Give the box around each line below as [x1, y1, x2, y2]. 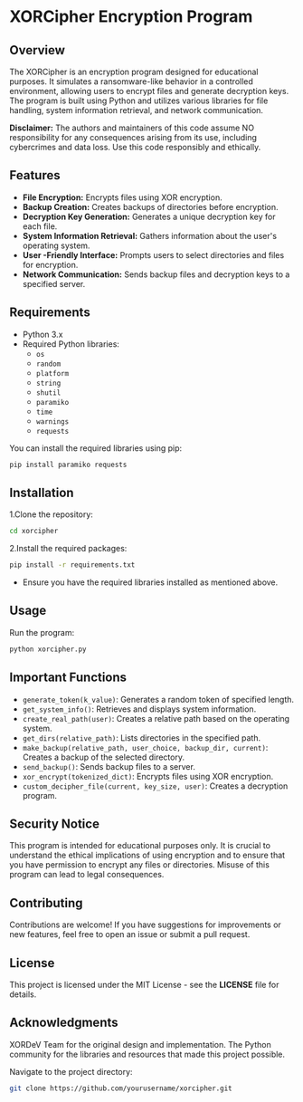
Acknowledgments [9, 1015, 119, 1030]
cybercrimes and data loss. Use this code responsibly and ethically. [9, 142, 261, 152]
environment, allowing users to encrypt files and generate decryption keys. [9, 86, 289, 96]
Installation [9, 484, 74, 500]
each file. [22, 220, 58, 232]
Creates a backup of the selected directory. [22, 752, 185, 762]
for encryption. [22, 259, 79, 270]
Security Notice [9, 816, 99, 831]
